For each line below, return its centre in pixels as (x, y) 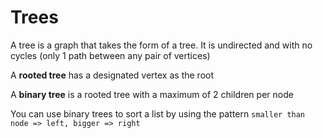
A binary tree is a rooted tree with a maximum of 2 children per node (152, 94)
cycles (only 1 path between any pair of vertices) (110, 55)
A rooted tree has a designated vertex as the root (112, 75)
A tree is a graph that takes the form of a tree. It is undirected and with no (161, 45)
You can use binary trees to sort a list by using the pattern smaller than (158, 113)
